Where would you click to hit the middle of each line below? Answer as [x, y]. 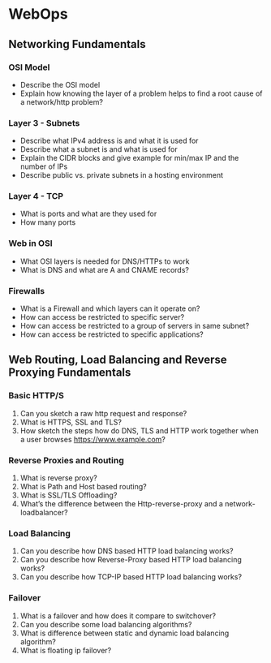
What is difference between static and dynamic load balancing [125, 633]
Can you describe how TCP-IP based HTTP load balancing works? [131, 577]
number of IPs [44, 166]
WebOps [38, 14]
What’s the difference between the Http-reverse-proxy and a [121, 504]
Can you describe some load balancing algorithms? [106, 624]
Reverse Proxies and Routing [66, 460]
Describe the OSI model [60, 84]
